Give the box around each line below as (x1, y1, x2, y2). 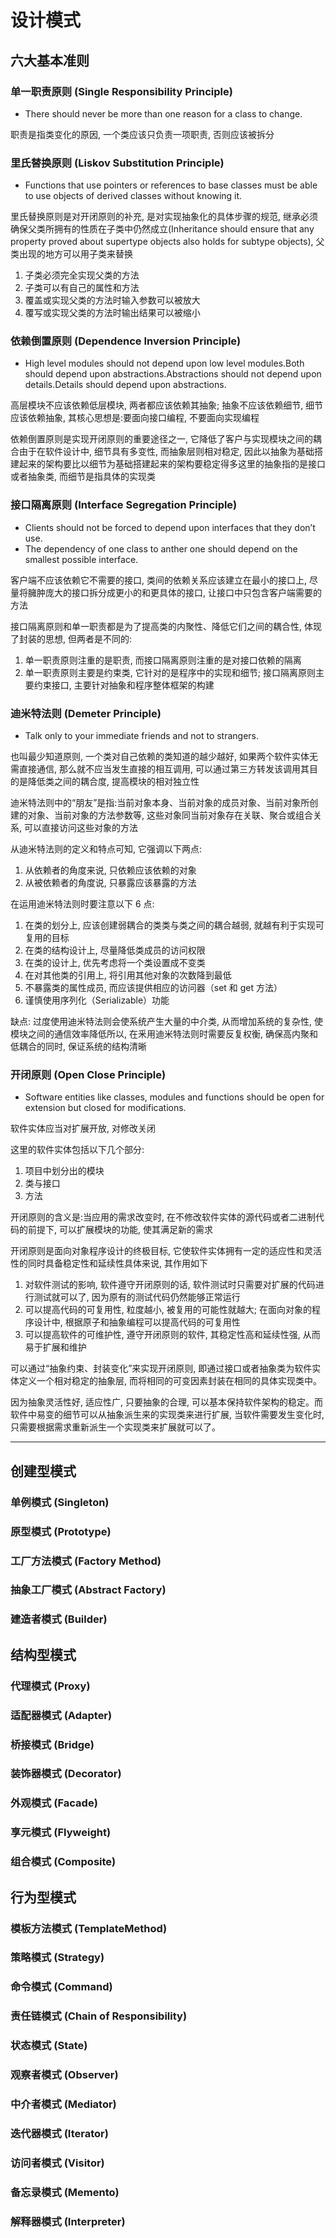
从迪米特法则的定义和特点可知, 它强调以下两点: (10, 843, 203, 855)
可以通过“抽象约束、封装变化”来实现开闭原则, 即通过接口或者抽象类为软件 (10, 1362, 313, 1375)
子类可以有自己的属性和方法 (24, 282, 140, 294)
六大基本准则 (10, 52, 90, 69)
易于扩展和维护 (24, 1341, 87, 1353)
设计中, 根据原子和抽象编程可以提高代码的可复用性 (33, 1316, 241, 1328)
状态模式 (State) (10, 2039, 88, 2053)
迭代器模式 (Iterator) (10, 2126, 109, 2140)
